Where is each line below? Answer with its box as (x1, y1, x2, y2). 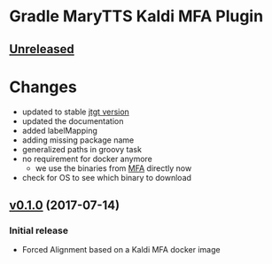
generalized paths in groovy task (21, 144, 142, 154)
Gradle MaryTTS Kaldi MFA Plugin (9, 6, 264, 27)
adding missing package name (21, 135, 135, 145)
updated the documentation (21, 115, 124, 126)
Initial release (9, 224, 69, 237)
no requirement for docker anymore (21, 153, 152, 164)
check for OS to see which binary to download (21, 172, 192, 182)
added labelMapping (21, 125, 97, 136)
